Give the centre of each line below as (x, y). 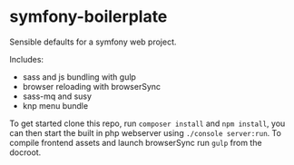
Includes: (26, 59)
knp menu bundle (55, 105)
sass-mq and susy (57, 96)
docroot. (25, 152)
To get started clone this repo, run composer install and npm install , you (147, 123)
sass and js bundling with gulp (79, 77)
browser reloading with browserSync (92, 86)
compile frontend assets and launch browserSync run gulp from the (136, 142)
